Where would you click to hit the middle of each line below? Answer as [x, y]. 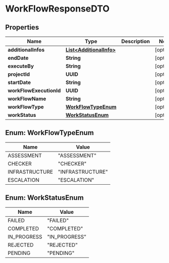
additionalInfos [26, 50]
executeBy [21, 66]
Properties [22, 27]
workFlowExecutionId [34, 91]
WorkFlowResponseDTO [57, 9]
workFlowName [27, 99]
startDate [19, 82]
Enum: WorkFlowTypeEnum [50, 133]
